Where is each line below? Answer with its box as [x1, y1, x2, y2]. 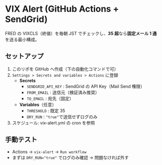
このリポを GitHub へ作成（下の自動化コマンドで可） [12, 66, 119, 72]
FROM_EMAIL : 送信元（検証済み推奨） [26, 89, 100, 95]
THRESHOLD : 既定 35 [26, 108, 65, 113]
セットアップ [5, 52, 44, 60]
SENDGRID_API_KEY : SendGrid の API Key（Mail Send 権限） [26, 83, 145, 89]
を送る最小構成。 [5, 37, 40, 42]
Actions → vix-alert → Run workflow [12, 148, 87, 154]
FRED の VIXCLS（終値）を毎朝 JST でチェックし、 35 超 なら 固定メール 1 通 [5, 30, 157, 36]
